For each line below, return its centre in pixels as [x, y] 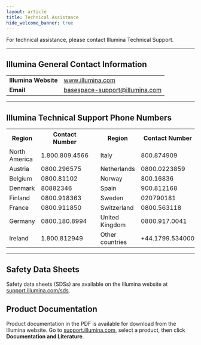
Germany [22, 221]
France [19, 208]
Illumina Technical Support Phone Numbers [89, 117]
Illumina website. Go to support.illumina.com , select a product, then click [96, 330]
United [110, 217]
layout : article [26, 12]
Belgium [21, 178]
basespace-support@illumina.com [113, 90]
